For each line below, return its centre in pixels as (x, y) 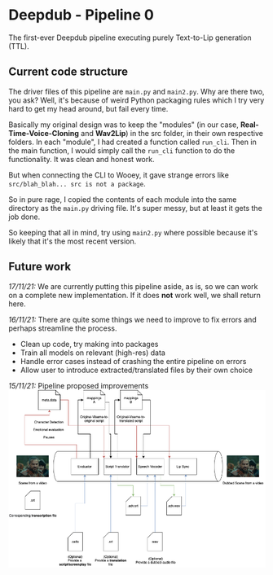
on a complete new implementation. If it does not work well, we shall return (134, 295)
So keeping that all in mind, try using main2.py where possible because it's (133, 232)
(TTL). (19, 46)
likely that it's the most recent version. (73, 241)
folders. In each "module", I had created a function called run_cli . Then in (132, 142)
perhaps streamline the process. (63, 328)
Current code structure (68, 72)
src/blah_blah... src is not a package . (77, 183)
